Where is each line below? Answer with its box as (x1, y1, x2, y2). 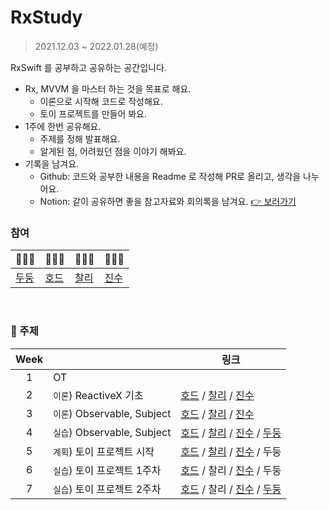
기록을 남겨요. (24, 157, 80, 170)
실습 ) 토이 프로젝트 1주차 (53, 463, 162, 477)
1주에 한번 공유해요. (24, 120, 102, 132)
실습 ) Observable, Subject (53, 425, 172, 439)
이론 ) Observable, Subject (53, 406, 172, 420)
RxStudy (10, 6, 83, 29)
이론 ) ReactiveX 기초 (53, 388, 144, 402)
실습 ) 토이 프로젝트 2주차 (53, 482, 162, 496)
